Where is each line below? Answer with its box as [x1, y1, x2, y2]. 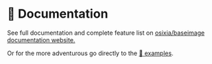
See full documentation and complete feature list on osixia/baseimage [7, 29, 205, 37]
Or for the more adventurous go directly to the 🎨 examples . [7, 49, 174, 57]
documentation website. [7, 35, 75, 44]
